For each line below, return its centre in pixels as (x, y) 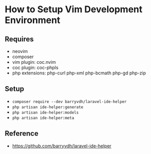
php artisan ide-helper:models (45, 112)
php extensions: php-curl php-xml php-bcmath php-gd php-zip (79, 73)
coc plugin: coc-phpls (35, 68)
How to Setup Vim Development (74, 9)
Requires (19, 39)
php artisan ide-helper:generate (48, 107)
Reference (22, 134)
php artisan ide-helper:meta (43, 118)
